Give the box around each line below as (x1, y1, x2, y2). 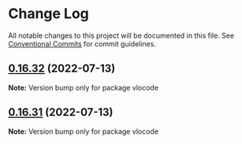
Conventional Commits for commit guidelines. (8, 39, 156, 48)
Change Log (8, 5, 89, 23)
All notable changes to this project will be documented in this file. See (8, 31, 235, 40)
